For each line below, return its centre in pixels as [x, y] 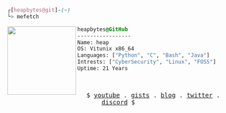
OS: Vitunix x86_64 [106, 49]
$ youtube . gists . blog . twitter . [153, 95]
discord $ [118, 102]
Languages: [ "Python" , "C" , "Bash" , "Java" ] [143, 55]
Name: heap [93, 42]
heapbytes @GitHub [102, 29]
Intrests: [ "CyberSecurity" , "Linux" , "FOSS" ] [147, 62]
